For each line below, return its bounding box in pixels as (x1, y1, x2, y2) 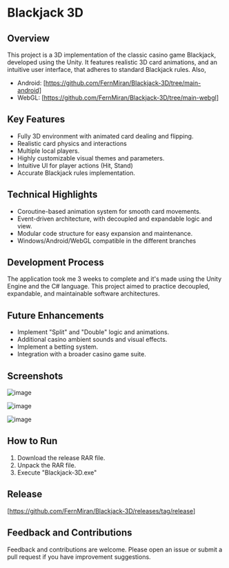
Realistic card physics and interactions (17, 139, 128, 147)
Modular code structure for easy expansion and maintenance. (17, 229, 193, 237)
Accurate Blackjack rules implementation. (17, 168, 136, 177)
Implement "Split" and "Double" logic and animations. (17, 328, 170, 336)
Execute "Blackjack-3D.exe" (17, 468, 97, 477)
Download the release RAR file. (17, 453, 106, 461)
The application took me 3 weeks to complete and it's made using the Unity (7, 275, 222, 283)
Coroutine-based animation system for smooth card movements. (17, 207, 201, 215)
